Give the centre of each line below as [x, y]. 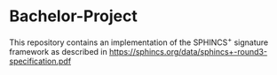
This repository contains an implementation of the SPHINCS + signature [139, 41]
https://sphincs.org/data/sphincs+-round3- [189, 51]
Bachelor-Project [73, 16]
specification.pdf [40, 61]
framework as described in [59, 51]
